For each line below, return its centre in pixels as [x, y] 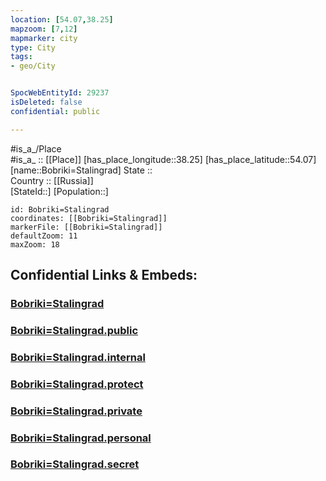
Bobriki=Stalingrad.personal [81, 438]
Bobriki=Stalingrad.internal [78, 357]
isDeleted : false [46, 102]
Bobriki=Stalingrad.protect [77, 384]
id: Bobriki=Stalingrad [60, 209]
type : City [33, 47]
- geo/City [33, 66]
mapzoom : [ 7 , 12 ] [44, 29]
